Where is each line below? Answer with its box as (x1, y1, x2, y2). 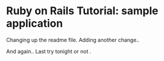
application (6, 17, 64, 30)
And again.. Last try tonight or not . (6, 47, 92, 54)
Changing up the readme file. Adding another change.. (6, 36, 140, 43)
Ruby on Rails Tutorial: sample (6, 4, 159, 18)
